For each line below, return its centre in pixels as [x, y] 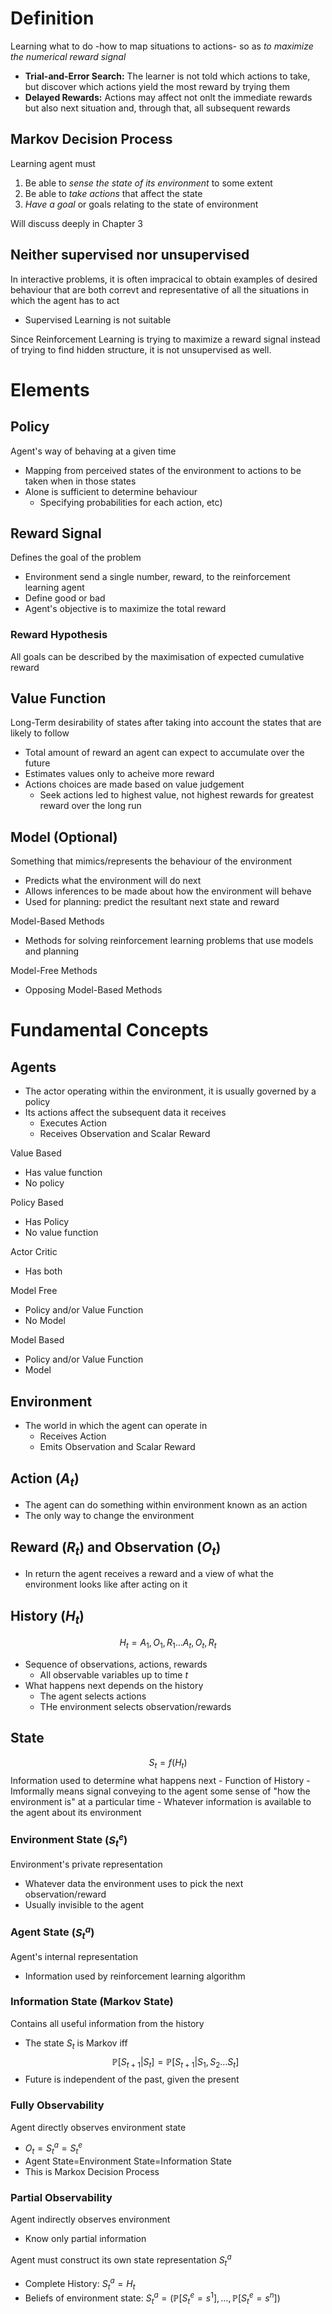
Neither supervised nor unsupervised [130, 255]
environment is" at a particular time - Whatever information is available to [161, 1801]
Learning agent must [53, 163]
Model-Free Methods [54, 971]
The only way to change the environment [109, 1516]
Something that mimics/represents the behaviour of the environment [151, 861]
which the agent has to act [65, 300]
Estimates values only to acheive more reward [119, 774]
